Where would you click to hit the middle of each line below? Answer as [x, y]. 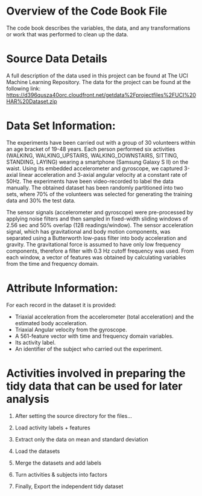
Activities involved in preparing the [96, 373]
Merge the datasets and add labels [58, 463]
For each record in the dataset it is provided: [61, 305]
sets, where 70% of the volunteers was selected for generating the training [99, 194]
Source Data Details [57, 59]
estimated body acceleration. [51, 323]
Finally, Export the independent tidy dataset [69, 486]
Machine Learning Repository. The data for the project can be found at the [99, 82]
